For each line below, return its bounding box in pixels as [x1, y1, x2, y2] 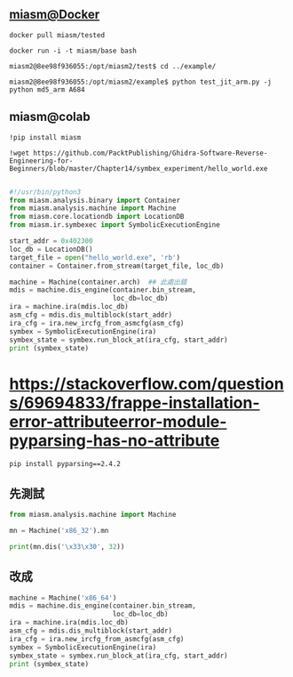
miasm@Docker [9, 7, 100, 22]
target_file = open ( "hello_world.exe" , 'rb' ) [9, 253, 180, 262]
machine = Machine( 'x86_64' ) [9, 593, 117, 602]
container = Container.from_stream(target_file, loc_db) [9, 262, 225, 270]
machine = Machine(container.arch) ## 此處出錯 [9, 278, 187, 286]
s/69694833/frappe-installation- [9, 392, 260, 413]
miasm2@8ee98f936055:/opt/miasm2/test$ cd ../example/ [9, 61, 217, 70]
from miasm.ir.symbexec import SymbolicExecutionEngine [9, 221, 220, 230]
